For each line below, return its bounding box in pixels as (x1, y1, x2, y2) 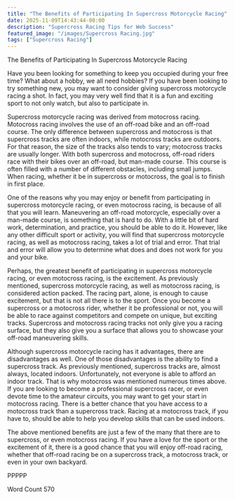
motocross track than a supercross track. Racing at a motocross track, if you (7, 407, 229, 415)
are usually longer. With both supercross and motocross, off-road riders (7, 150, 215, 159)
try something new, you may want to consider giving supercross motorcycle (7, 84, 227, 93)
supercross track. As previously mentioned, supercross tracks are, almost (7, 362, 221, 371)
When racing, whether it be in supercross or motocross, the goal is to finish (7, 173, 225, 181)
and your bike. (7, 253, 49, 262)
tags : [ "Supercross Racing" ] (7, 36, 93, 44)
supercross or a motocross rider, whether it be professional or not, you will (7, 304, 223, 312)
